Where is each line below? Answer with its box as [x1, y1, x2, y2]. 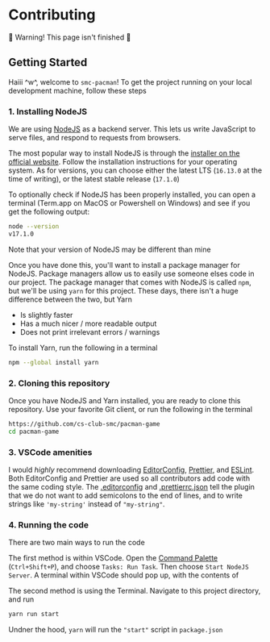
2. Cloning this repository [8, 377, 110, 389]
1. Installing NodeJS [8, 106, 87, 117]
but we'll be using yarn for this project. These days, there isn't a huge [8, 286, 239, 295]
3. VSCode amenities [8, 446, 93, 457]
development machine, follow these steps [8, 85, 147, 95]
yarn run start [8, 611, 60, 619]
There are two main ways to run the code [8, 538, 145, 548]
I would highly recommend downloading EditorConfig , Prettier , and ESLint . [8, 465, 255, 475]
